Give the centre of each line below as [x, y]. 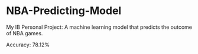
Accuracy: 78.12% [28, 45]
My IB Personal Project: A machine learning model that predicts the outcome [99, 27]
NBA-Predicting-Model [64, 11]
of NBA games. [25, 33]
